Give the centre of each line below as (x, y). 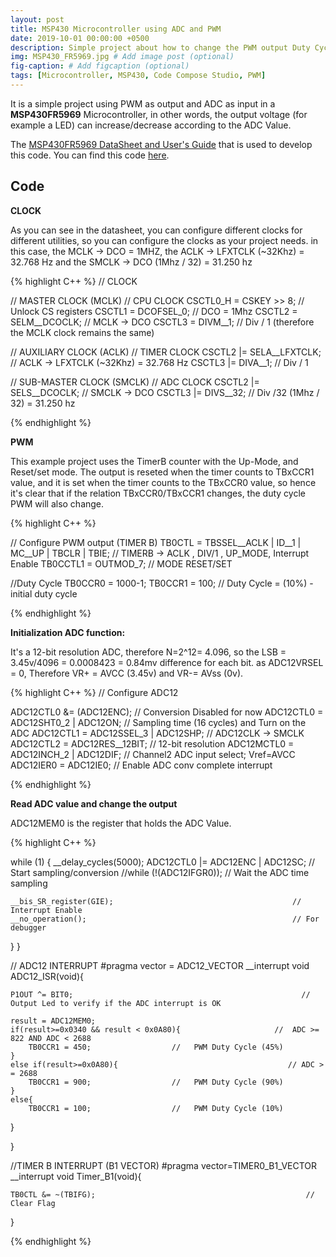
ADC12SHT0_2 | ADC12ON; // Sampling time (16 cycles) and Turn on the (158, 722)
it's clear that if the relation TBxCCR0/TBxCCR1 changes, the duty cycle (158, 493)
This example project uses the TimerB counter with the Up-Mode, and (154, 461)
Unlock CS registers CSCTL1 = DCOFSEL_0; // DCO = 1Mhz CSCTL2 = (154, 311)
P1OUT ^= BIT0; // (160, 994)
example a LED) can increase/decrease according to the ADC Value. (151, 125)
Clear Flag (33, 1203)
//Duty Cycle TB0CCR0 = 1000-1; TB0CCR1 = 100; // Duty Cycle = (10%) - (162, 583)
